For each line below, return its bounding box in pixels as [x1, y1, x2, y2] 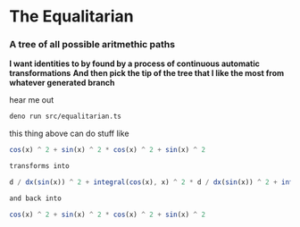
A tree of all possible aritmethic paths [9, 38, 176, 51]
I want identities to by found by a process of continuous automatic [9, 58, 261, 69]
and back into [9, 194, 62, 203]
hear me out [9, 95, 54, 105]
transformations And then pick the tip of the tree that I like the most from [9, 68, 285, 79]
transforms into [9, 162, 70, 171]
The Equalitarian [9, 6, 134, 27]
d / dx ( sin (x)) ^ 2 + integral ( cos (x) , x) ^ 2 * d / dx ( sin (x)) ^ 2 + [9, 178, 279, 187]
